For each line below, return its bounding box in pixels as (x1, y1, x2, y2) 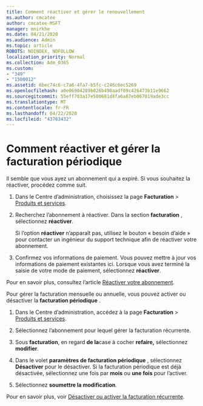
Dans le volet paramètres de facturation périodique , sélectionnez (15, 357, 182, 364)
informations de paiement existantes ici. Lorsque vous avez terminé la (15, 261, 190, 268)
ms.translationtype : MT (6, 99, 67, 105)
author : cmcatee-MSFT (6, 20, 61, 26)
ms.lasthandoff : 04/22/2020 (6, 110, 78, 116)
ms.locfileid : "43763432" (6, 116, 72, 122)
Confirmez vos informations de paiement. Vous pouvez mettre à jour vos (15, 254, 196, 261)
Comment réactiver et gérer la (6, 142, 161, 156)
